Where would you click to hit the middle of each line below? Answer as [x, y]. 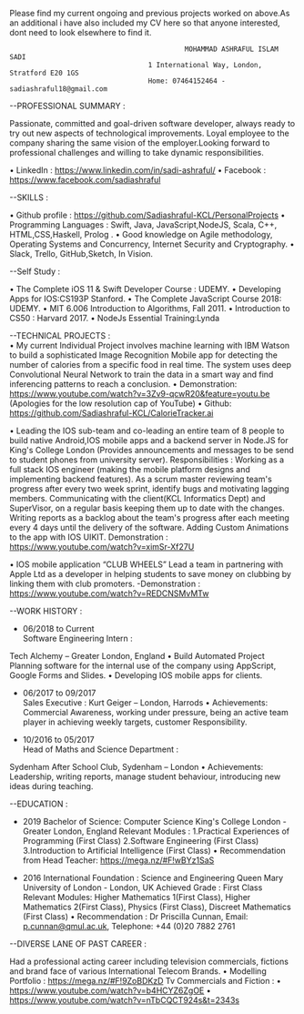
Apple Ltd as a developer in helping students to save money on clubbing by [150, 574]
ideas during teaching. [51, 786]
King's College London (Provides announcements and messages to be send [152, 450]
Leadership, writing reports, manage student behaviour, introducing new [145, 776]
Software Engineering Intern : [78, 638]
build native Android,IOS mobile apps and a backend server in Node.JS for [149, 440]
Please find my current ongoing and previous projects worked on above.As [150, 13]
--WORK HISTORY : [46, 611]
